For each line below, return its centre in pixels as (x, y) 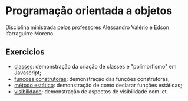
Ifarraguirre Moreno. (30, 33)
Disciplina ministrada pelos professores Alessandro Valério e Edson (87, 27)
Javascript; (28, 73)
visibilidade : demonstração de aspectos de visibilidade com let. (91, 91)
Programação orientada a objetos (89, 11)
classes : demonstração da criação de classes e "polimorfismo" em (95, 66)
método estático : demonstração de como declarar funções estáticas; (98, 85)
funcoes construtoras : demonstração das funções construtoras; (92, 79)
